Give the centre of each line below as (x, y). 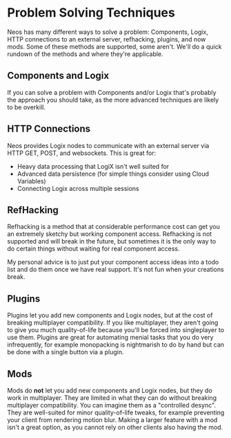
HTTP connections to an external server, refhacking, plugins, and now (107, 39)
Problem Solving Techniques (91, 13)
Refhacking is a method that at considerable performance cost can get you (114, 227)
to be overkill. (27, 107)
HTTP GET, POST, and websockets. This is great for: (82, 153)
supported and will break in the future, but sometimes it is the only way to (112, 241)
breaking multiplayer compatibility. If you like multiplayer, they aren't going (113, 322)
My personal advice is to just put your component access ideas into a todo (113, 262)
